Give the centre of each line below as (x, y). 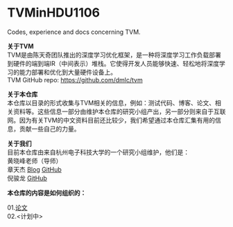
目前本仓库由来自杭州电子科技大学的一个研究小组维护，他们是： (98, 152)
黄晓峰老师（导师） (35, 161)
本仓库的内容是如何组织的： (47, 192)
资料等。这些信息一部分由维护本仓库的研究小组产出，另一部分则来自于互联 (119, 111)
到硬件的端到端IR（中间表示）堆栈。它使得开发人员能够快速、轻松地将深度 (113, 63)
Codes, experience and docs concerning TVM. (74, 32)
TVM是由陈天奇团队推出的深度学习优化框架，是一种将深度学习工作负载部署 (114, 55)
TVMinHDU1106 (54, 13)
